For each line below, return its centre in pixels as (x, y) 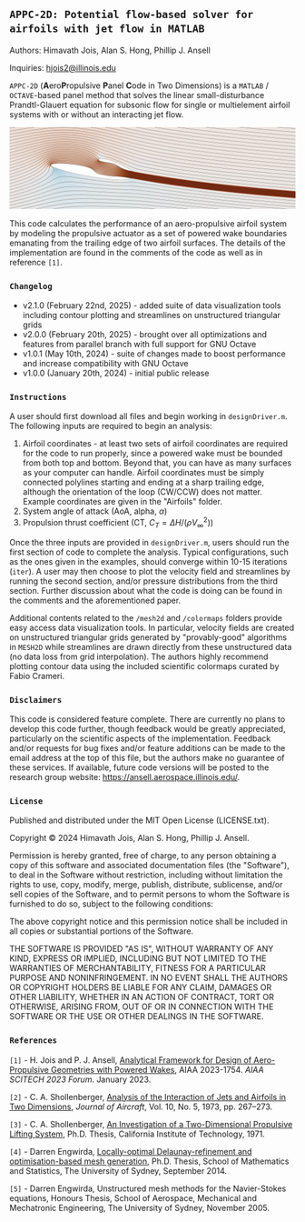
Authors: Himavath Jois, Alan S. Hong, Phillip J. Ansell (110, 50)
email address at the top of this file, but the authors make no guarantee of (147, 758)
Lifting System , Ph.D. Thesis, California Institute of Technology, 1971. (137, 1134)
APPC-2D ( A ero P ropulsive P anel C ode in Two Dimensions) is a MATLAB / (139, 85)
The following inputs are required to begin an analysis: (111, 426)
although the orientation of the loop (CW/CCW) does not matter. (143, 492)
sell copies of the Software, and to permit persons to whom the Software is (150, 895)
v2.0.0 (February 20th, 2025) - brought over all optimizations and (145, 334)
